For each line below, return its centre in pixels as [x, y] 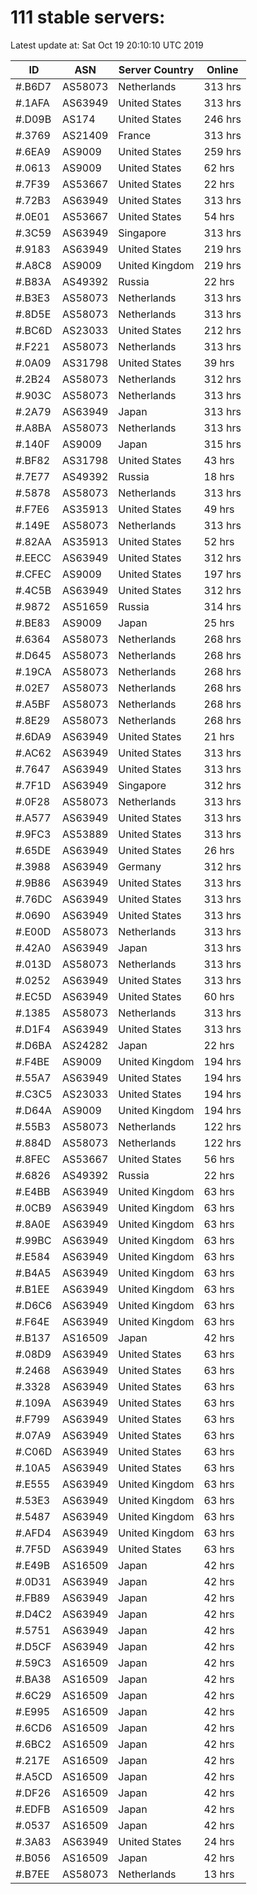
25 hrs [219, 623]
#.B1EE [32, 1289]
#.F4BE [32, 1061]
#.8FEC [33, 1159]
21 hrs [219, 736]
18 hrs [219, 476]
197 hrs [222, 574]
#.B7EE [32, 1874]
